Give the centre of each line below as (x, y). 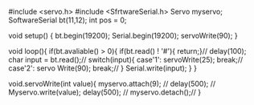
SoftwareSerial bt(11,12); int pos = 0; (68, 20)
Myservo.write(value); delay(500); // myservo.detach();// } (105, 92)
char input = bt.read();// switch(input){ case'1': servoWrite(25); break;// (126, 60)
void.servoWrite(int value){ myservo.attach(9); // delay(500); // (112, 84)
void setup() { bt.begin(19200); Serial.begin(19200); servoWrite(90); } (123, 36)
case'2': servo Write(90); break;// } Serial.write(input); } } (102, 68)
